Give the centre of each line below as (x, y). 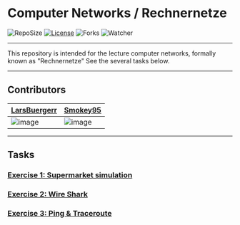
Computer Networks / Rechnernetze (117, 13)
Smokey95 (83, 110)
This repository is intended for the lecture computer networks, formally (112, 53)
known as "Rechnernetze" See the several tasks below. (89, 61)
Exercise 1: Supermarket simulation (70, 175)
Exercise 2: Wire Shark (47, 194)
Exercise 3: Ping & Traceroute (60, 213)
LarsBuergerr (34, 110)
